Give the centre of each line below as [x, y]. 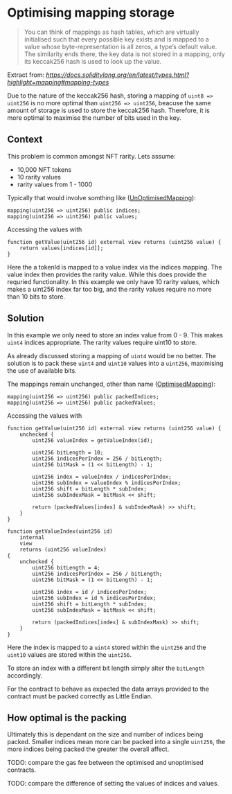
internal [32, 537]
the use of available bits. [42, 370]
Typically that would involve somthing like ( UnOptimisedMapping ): [101, 197]
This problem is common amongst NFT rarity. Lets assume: [91, 156]
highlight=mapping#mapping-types [58, 82]
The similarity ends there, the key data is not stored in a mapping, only [124, 54]
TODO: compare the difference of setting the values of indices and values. [113, 784]
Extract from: [26, 75]
